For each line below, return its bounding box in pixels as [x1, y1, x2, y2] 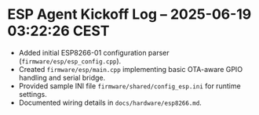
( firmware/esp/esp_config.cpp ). [18, 56, 122, 66]
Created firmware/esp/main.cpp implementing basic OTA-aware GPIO [18, 64, 243, 74]
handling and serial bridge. [18, 73, 106, 82]
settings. [18, 89, 48, 99]
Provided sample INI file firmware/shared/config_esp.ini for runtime [18, 81, 241, 91]
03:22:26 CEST [7, 22, 110, 40]
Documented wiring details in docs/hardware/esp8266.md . [18, 98, 202, 107]
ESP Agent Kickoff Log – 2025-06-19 [7, 5, 252, 23]
